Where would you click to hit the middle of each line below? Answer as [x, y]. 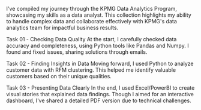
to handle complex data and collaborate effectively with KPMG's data [91, 21]
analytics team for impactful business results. [62, 27]
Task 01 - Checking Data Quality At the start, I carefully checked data [91, 39]
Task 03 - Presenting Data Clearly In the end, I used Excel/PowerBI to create [100, 88]
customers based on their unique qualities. [59, 76]
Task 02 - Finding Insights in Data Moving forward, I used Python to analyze [100, 63]
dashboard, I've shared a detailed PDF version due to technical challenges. [99, 100]
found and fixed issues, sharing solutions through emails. [77, 52]
